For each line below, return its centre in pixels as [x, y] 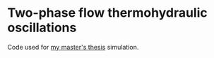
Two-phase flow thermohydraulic [107, 13]
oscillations [42, 28]
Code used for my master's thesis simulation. [73, 47]
